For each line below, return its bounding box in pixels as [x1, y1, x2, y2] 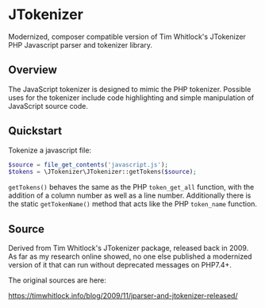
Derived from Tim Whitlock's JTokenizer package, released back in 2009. [8, 244, 249, 253]
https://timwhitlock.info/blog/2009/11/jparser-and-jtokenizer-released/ [8, 291, 238, 301]
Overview [8, 64, 58, 77]
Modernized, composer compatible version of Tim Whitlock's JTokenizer [8, 32, 246, 41]
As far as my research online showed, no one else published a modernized [8, 252, 252, 261]
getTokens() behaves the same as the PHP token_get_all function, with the [8, 183, 255, 192]
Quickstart [8, 125, 63, 138]
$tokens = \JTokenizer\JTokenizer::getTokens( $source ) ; [8, 168, 197, 176]
